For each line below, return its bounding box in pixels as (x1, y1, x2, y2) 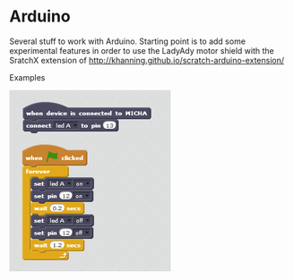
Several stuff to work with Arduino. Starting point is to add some (9, 36, 246, 47)
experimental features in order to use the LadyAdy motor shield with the (9, 45, 275, 55)
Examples (9, 72, 46, 82)
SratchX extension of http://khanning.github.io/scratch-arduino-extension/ (9, 55, 285, 65)
